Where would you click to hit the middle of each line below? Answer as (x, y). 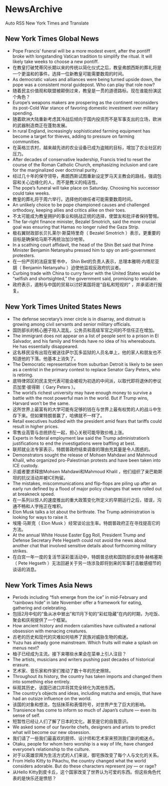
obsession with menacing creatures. (50, 631)
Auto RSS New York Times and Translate (47, 23)
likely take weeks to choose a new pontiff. (55, 62)
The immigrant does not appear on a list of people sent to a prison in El (85, 336)
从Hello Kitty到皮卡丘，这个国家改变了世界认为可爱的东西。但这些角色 (84, 772)
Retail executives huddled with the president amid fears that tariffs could (87, 421)
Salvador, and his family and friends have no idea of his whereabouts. (84, 341)
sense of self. (26, 715)
